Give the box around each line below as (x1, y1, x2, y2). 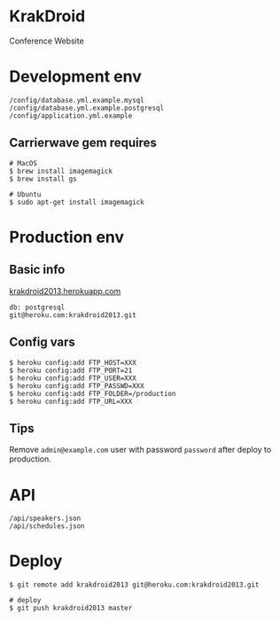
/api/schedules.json (9, 522, 86, 531)
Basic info (9, 262, 66, 277)
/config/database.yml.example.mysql (9, 96, 144, 105)
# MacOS (9, 159, 38, 167)
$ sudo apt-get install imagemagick (9, 198, 144, 206)
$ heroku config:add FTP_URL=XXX (9, 397, 133, 406)
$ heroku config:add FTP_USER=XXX (9, 374, 137, 383)
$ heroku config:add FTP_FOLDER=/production (9, 389, 176, 398)
